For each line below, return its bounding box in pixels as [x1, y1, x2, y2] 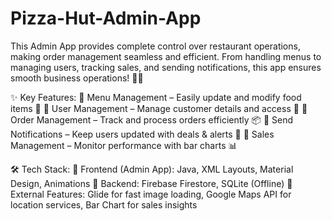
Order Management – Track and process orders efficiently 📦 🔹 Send [10, 113, 294, 126]
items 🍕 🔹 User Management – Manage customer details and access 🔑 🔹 [10, 102, 308, 114]
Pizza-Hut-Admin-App [10, 7, 202, 30]
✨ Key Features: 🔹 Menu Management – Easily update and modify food [10, 91, 302, 103]
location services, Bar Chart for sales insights [10, 198, 198, 211]
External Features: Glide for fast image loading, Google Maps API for [10, 188, 292, 200]
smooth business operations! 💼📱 [10, 72, 144, 84]
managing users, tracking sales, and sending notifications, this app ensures [10, 61, 322, 73]
